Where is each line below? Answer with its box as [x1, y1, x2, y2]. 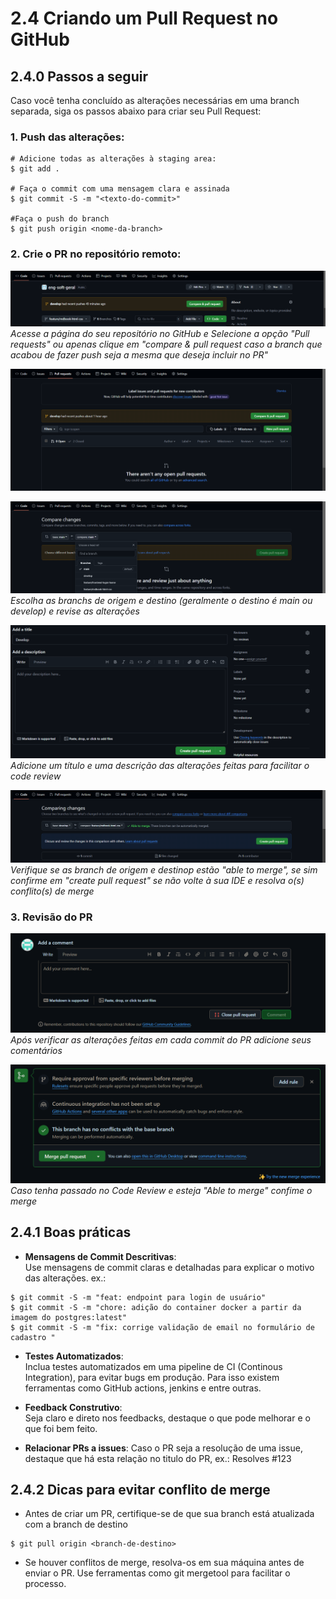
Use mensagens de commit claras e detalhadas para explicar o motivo [24, 1261, 315, 1273]
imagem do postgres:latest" [10, 1312, 128, 1322]
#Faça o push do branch [10, 214, 110, 224]
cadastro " [10, 1332, 56, 1342]
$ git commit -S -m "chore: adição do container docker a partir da [10, 1302, 302, 1312]
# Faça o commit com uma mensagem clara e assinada [10, 184, 230, 194]
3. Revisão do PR [10, 910, 93, 924]
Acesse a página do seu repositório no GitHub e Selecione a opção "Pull [10, 327, 310, 339]
